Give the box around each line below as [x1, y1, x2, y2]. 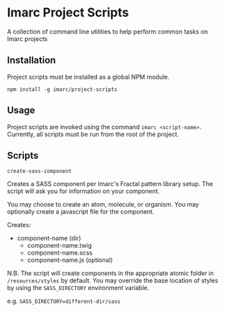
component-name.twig [27, 242, 92, 250]
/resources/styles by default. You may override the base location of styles [7, 276, 219, 285]
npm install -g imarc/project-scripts [7, 86, 118, 93]
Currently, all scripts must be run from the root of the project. [7, 130, 179, 138]
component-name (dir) [16, 234, 81, 242]
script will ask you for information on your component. [7, 187, 160, 196]
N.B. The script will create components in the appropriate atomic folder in [7, 269, 214, 278]
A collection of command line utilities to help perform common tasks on [7, 27, 209, 36]
